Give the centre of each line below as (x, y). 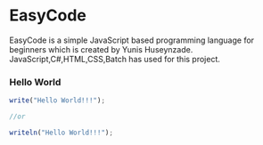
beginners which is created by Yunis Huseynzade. (101, 49)
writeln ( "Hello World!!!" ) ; (62, 133)
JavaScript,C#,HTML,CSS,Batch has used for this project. (115, 59)
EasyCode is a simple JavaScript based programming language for (132, 40)
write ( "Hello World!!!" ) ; (57, 101)
